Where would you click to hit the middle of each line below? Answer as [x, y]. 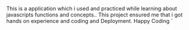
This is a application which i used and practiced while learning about [92, 9]
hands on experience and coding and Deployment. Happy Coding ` [90, 21]
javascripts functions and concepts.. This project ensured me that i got [94, 15]
